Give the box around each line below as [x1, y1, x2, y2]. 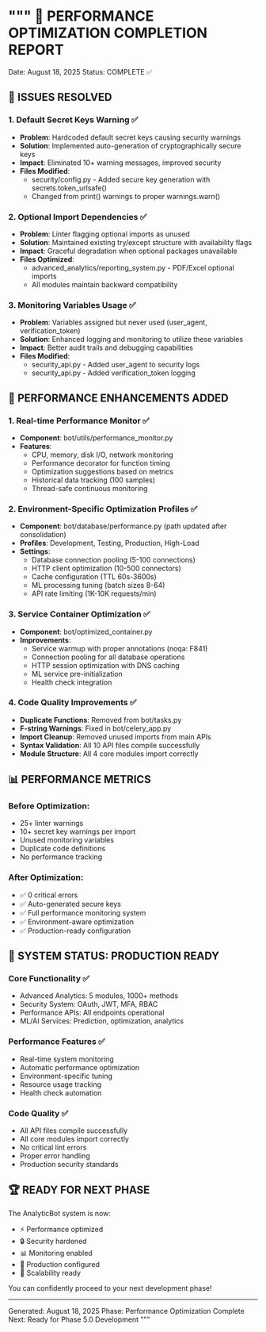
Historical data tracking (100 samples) [31, 475, 156, 485]
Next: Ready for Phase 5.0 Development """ [8, 1315, 150, 1324]
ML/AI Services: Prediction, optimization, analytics [19, 1016, 184, 1026]
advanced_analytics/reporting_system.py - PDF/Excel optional [31, 263, 235, 272]
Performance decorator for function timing [31, 458, 170, 467]
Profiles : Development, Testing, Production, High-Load [19, 539, 199, 548]
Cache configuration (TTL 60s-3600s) [31, 572, 157, 582]
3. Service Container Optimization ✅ [8, 608, 150, 620]
